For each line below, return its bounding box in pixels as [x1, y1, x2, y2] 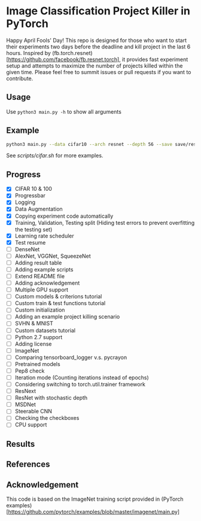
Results [6, 438, 35, 449]
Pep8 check [14, 367, 45, 374]
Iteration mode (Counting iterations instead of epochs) [14, 374, 150, 381]
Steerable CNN [14, 408, 53, 415]
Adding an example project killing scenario [14, 313, 120, 321]
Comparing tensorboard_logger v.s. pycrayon [14, 354, 127, 361]
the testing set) [14, 226, 53, 233]
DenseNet [14, 245, 40, 252]
